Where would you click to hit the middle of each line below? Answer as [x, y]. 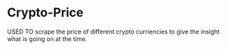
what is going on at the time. [47, 38]
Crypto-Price [45, 13]
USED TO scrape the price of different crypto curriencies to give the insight [113, 32]
